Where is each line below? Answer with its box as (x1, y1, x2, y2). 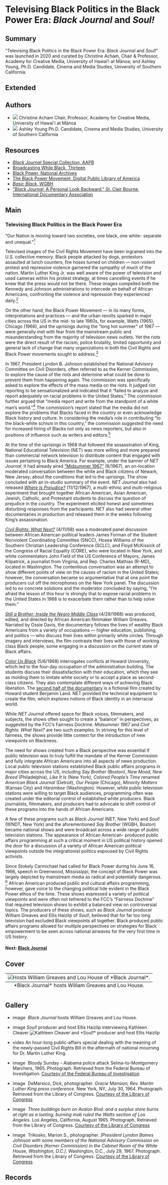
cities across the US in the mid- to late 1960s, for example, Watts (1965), (5, 318, 154, 324)
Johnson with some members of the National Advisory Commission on (12, 1137, 159, 1143)
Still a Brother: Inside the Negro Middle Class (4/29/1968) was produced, (5, 611, 156, 617)
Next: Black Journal (5, 945, 47, 951)
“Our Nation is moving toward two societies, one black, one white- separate (5, 233, 162, 239)
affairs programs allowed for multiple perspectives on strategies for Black (5, 923, 157, 929)
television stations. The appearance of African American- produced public (5, 832, 159, 838)
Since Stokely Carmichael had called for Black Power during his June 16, (5, 863, 155, 869)
